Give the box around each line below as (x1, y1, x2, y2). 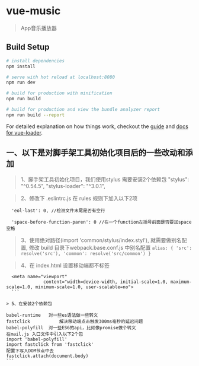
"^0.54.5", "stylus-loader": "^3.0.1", (20, 182, 105, 189)
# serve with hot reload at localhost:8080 (6, 74, 115, 80)
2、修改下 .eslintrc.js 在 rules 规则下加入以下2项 (20, 195, 138, 202)
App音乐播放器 (20, 24, 57, 31)
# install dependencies (6, 58, 65, 63)
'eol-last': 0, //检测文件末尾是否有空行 (11, 208, 105, 214)
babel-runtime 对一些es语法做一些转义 (6, 312, 98, 318)
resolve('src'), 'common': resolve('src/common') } (20, 250, 151, 256)
